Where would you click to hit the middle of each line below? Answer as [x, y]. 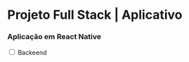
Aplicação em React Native [54, 37]
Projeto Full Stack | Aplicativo [95, 15]
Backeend [32, 53]
